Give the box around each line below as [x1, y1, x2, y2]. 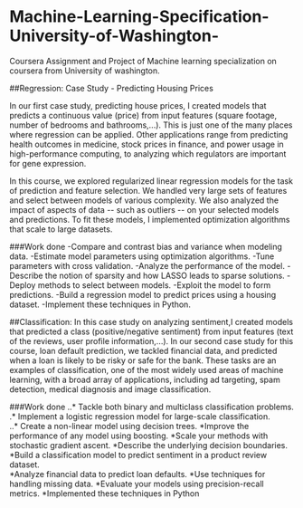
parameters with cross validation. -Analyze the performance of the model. [9, 260, 285, 271]
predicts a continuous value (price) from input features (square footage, [9, 110, 278, 120]
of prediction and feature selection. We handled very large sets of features [9, 185, 288, 196]
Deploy [9, 279, 36, 291]
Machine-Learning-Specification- [9, 6, 270, 27]
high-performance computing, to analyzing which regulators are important [9, 148, 287, 159]
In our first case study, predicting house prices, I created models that [9, 100, 267, 110]
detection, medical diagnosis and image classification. [9, 383, 212, 395]
